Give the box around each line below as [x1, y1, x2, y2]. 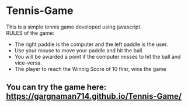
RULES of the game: [6, 29, 55, 36]
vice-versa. [14, 59, 42, 66]
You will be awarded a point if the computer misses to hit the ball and [14, 53, 181, 60]
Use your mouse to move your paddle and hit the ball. [14, 47, 144, 53]
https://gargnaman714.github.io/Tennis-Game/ [6, 91, 182, 101]
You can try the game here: [6, 83, 107, 92]
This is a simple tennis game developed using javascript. [6, 23, 142, 30]
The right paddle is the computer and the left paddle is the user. [14, 41, 168, 48]
